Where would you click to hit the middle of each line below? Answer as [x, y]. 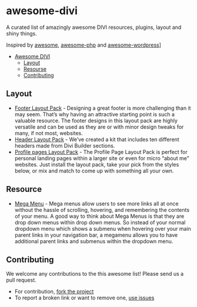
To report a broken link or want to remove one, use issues [84, 298]
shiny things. [21, 33]
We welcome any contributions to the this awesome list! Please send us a [95, 274]
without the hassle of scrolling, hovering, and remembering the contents [102, 210]
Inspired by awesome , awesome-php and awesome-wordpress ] [84, 45]
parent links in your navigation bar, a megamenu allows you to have [96, 235]
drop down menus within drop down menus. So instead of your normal [100, 222]
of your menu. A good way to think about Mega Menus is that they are [99, 216]
